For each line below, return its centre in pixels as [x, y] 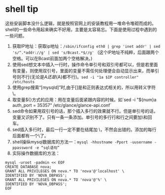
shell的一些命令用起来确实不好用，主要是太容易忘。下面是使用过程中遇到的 [81, 29]
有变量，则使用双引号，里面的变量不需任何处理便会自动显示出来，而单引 [85, 70]
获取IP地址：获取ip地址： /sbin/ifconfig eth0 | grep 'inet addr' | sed [86, 46]
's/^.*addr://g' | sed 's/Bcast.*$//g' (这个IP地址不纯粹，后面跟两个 [85, 52]
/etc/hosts [23, 82]
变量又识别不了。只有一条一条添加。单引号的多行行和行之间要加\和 [80, 117]
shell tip [22, 9]
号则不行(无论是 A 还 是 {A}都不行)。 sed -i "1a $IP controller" [75, 77]
